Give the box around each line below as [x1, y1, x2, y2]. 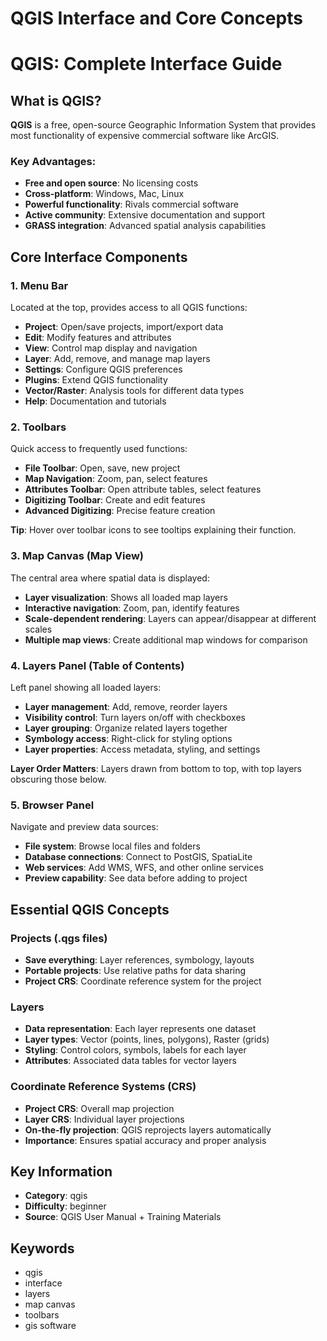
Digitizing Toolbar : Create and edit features [24, 494, 206, 506]
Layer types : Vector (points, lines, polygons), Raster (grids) [24, 1033, 270, 1046]
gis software [24, 1320, 77, 1332]
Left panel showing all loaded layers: [10, 682, 162, 694]
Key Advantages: [10, 155, 97, 169]
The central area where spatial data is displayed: [10, 572, 210, 584]
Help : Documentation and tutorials [24, 395, 167, 407]
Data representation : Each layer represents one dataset [24, 1023, 257, 1035]
